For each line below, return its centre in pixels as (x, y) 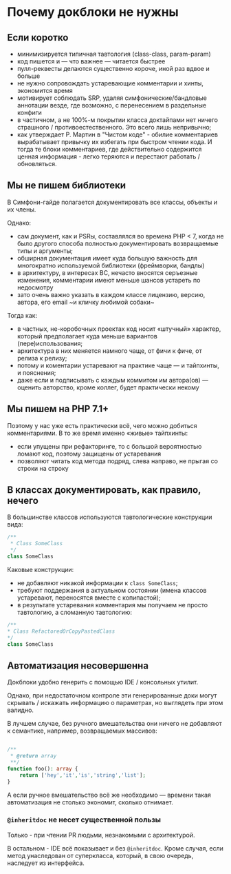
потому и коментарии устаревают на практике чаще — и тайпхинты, (118, 365)
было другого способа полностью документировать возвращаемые (118, 243)
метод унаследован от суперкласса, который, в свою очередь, (100, 855)
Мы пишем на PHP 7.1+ (58, 409)
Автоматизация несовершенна (78, 665)
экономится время (45, 91)
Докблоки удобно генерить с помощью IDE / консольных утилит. (103, 682)
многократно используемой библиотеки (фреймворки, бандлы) (111, 265)
